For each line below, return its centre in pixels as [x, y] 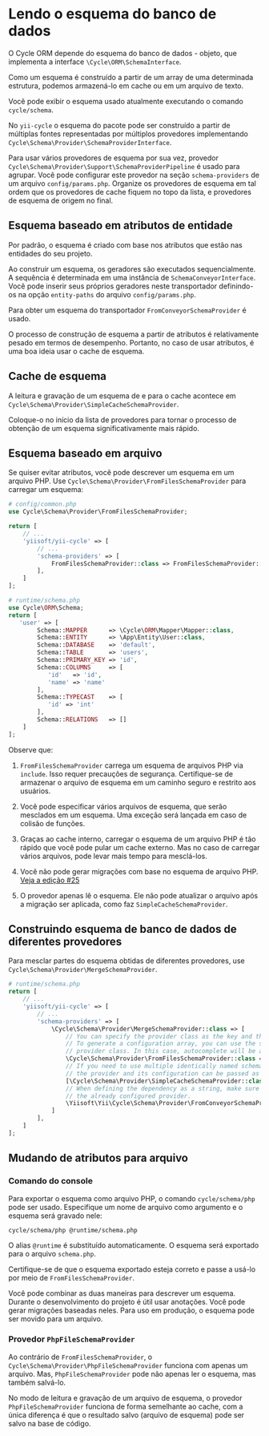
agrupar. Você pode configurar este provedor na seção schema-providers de [134, 175]
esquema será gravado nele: [55, 1216]
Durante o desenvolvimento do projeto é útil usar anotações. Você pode [127, 1301]
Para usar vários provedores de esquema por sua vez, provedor [113, 158]
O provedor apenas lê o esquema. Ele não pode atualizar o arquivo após [139, 895]
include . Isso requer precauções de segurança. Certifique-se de [126, 773]
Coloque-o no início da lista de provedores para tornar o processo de [122, 420]
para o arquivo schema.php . [52, 1253]
